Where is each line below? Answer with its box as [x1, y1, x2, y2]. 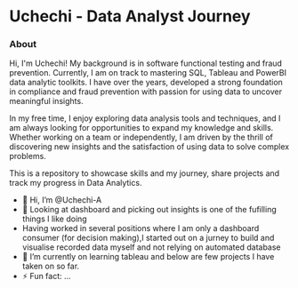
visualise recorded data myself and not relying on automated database [21, 242, 282, 252]
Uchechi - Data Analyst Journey [9, 6, 251, 27]
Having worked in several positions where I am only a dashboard [21, 223, 260, 234]
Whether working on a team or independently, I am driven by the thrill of [9, 132, 274, 143]
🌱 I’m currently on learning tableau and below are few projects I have [21, 252, 275, 262]
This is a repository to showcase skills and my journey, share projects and [9, 168, 280, 179]
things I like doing [21, 213, 87, 224]
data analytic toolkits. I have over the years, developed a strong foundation [9, 77, 283, 88]
